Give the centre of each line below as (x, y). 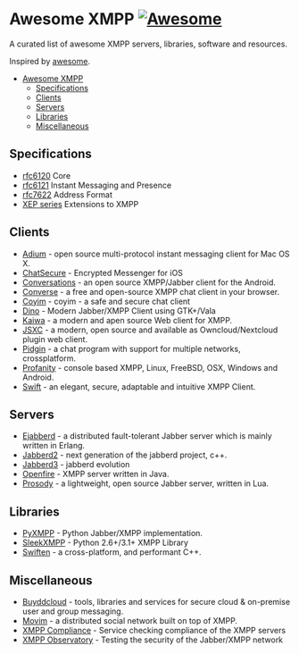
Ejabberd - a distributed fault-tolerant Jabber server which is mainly (147, 436)
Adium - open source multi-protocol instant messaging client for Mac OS (156, 254)
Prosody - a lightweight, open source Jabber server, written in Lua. (145, 483)
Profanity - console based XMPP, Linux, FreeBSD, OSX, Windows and (150, 367)
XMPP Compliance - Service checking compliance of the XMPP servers (154, 630)
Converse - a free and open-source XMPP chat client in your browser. (151, 291)
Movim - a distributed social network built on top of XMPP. (130, 620)
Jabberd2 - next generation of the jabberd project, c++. (125, 455)
